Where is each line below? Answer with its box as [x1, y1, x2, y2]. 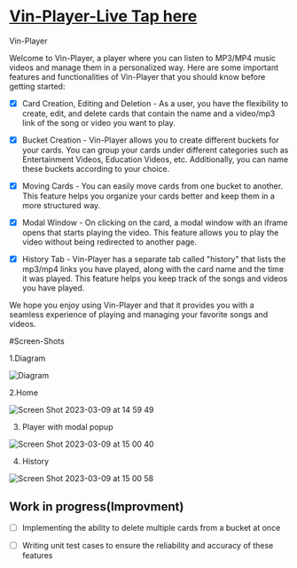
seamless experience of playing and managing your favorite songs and [9, 309, 269, 320]
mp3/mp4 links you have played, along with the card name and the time [21, 264, 285, 275]
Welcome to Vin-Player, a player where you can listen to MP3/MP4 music [9, 52, 277, 63]
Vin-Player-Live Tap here [9, 6, 198, 27]
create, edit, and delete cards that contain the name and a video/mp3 [21, 108, 276, 119]
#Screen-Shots [9, 336, 65, 346]
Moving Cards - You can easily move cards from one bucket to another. [21, 181, 284, 191]
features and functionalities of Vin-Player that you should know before [9, 71, 266, 82]
